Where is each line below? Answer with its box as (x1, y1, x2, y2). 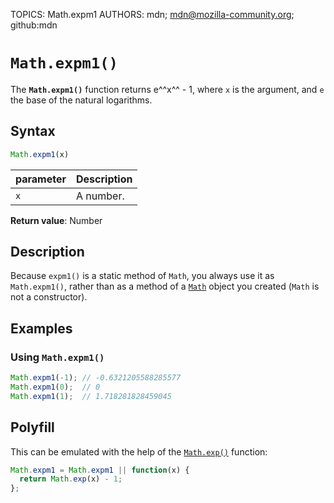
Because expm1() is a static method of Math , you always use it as (10, 270, 275, 282)
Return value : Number (10, 214, 103, 226)
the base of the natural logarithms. (10, 94, 153, 106)
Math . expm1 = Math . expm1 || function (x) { (10, 465, 190, 475)
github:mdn (10, 19, 58, 31)
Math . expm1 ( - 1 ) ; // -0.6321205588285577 (10, 373, 182, 383)
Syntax (10, 123, 56, 140)
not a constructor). (10, 291, 88, 303)
